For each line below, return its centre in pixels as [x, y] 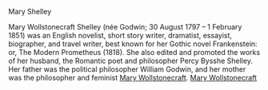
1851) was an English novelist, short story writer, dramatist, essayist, [120, 35]
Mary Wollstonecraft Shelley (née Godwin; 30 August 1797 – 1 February [125, 27]
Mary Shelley [30, 12]
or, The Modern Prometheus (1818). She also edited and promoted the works [134, 52]
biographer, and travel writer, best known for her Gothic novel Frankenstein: [133, 44]
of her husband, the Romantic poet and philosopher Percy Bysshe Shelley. [131, 61]
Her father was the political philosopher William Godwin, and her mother [127, 69]
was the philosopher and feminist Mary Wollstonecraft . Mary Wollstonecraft [133, 78]
